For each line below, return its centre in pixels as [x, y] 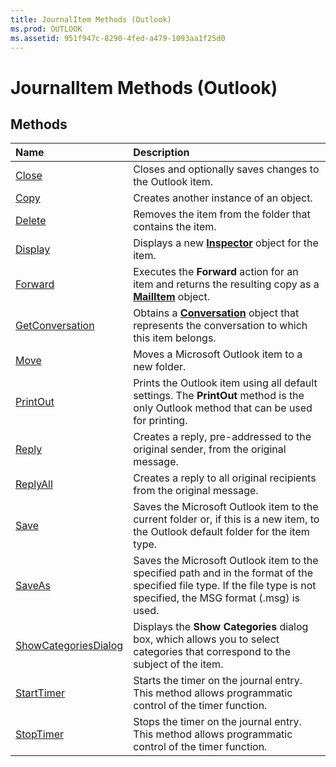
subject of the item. [178, 664]
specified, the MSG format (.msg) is [217, 598]
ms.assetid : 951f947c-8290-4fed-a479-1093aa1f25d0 [118, 38]
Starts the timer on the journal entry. [218, 681]
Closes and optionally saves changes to [226, 169]
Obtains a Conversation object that [216, 313]
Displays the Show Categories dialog [221, 627]
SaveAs [33, 586]
